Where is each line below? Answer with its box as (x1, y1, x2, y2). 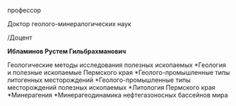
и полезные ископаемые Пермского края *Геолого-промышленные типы (7, 69, 230, 76)
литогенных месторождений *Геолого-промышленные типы (7, 76, 191, 84)
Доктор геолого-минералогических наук (7, 20, 132, 28)
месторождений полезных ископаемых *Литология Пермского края (7, 83, 216, 91)
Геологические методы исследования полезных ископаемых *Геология (7, 61, 226, 69)
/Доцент (7, 33, 33, 42)
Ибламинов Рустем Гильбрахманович (7, 47, 126, 55)
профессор (7, 6, 41, 14)
